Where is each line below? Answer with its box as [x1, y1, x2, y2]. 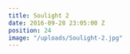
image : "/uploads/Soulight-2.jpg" [8, 33, 124, 42]
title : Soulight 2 [8, 11, 69, 20]
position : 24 [8, 26, 52, 34]
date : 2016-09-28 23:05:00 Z [8, 19, 105, 27]
